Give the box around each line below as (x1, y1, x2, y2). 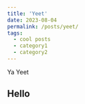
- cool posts (13, 36, 51, 43)
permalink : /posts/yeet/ (7, 23, 79, 30)
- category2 (13, 49, 48, 56)
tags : (7, 29, 23, 37)
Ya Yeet (7, 67, 29, 76)
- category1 (13, 42, 48, 49)
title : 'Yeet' (7, 10, 48, 17)
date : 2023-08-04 (7, 17, 57, 24)
